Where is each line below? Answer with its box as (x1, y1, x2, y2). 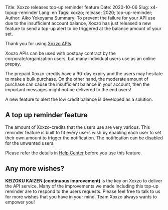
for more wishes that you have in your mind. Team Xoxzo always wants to (5, 193, 157, 199)
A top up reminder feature (5, 111, 88, 119)
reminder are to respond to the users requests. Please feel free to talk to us (5, 188, 160, 194)
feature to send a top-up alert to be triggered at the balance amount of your (5, 26, 161, 32)
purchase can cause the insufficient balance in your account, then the (5, 81, 150, 87)
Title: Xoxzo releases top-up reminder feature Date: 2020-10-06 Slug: (5, 5, 149, 10)
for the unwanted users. (5, 140, 55, 146)
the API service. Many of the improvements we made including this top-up (5, 183, 159, 189)
